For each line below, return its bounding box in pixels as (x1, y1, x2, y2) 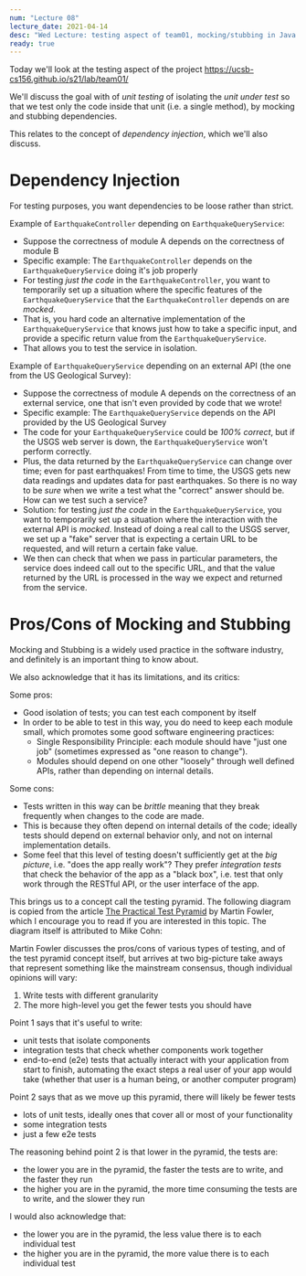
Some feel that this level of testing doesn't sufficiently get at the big (22, 849, 278, 860)
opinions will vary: (9, 973, 78, 984)
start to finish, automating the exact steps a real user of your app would (22, 1064, 292, 1075)
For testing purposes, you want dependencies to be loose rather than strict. (9, 200, 294, 211)
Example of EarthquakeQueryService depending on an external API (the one (9, 360, 291, 371)
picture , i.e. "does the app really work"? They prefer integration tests (22, 859, 281, 870)
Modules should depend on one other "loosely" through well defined (36, 756, 295, 767)
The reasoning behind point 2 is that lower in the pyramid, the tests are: (9, 1146, 279, 1157)
